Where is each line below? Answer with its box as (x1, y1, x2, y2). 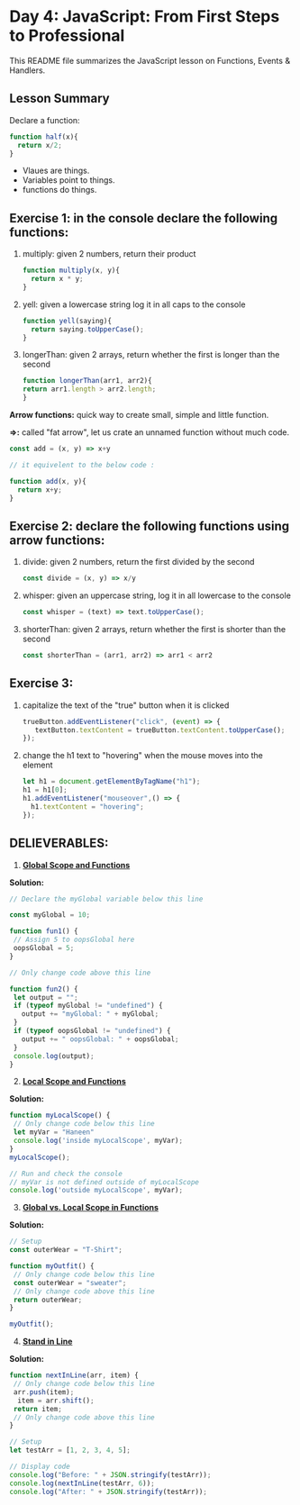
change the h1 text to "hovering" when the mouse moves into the (22, 750, 263, 761)
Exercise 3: (9, 675, 74, 691)
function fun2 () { (9, 984, 78, 993)
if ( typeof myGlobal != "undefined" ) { (13, 1002, 164, 1011)
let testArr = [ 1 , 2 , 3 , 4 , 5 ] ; (9, 1446, 131, 1455)
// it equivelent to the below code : (9, 460, 155, 469)
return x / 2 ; (17, 141, 63, 150)
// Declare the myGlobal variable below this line (9, 894, 204, 903)
